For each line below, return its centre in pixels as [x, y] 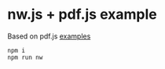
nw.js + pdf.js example [82, 15]
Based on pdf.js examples [49, 36]
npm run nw [25, 57]
